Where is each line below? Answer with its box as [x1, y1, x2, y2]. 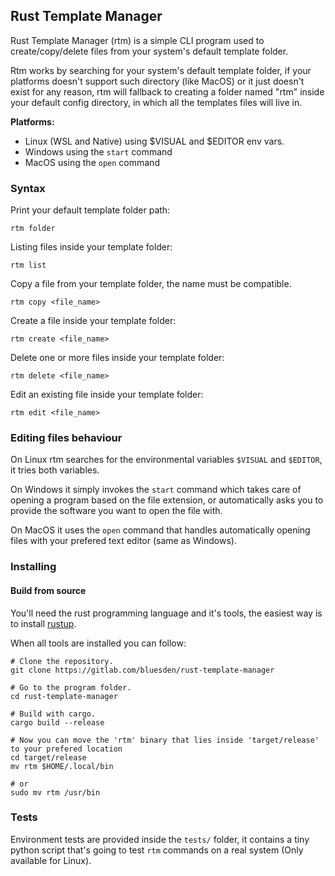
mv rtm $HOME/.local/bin [10, 761, 114, 771]
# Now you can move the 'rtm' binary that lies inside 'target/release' [10, 735, 320, 745]
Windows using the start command [24, 145, 173, 158]
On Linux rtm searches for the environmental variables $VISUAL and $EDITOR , [10, 454, 323, 466]
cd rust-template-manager [10, 691, 118, 701]
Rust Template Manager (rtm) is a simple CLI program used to [10, 34, 265, 46]
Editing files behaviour [10, 431, 123, 445]
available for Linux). [10, 854, 92, 866]
